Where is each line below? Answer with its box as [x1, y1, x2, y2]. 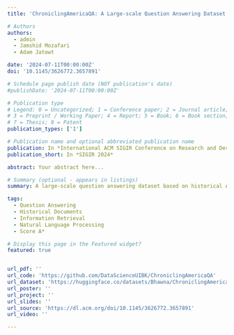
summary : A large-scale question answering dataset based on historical [7, 183, 223, 190]
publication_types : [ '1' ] [7, 126, 82, 133]
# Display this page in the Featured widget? [7, 240, 141, 248]
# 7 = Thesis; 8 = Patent [7, 119, 82, 126]
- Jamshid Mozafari [13, 43, 70, 50]
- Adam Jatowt [13, 49, 54, 56]
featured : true [7, 247, 52, 254]
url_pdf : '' [7, 266, 42, 273]
